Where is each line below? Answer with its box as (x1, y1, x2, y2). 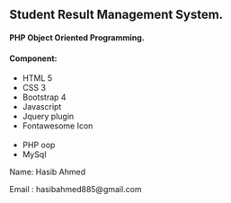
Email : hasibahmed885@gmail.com (9, 184, 142, 195)
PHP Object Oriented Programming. (9, 31, 146, 43)
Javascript (22, 101, 62, 112)
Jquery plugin (22, 111, 75, 122)
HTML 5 (22, 73, 53, 84)
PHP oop (22, 139, 56, 151)
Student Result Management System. (9, 7, 224, 22)
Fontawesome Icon (22, 120, 93, 131)
